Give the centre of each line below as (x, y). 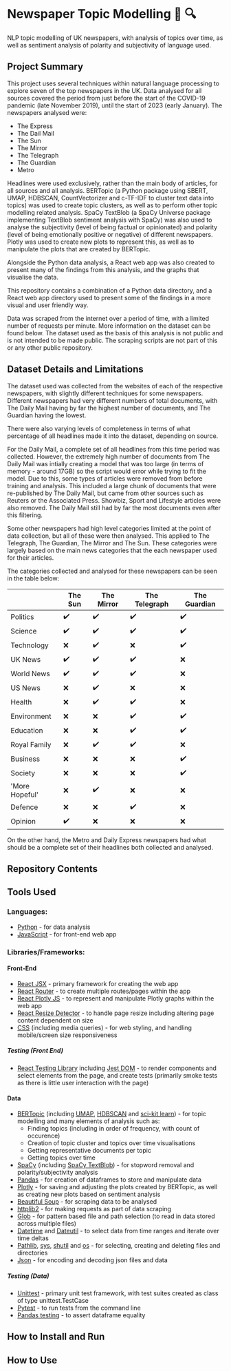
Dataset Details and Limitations (76, 369)
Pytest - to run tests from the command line (79, 1308)
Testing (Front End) (35, 1051)
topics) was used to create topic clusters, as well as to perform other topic (112, 205)
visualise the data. (33, 277)
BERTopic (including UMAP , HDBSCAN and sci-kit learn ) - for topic (112, 1113)
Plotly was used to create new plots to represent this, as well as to (101, 242)
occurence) (44, 1135)
